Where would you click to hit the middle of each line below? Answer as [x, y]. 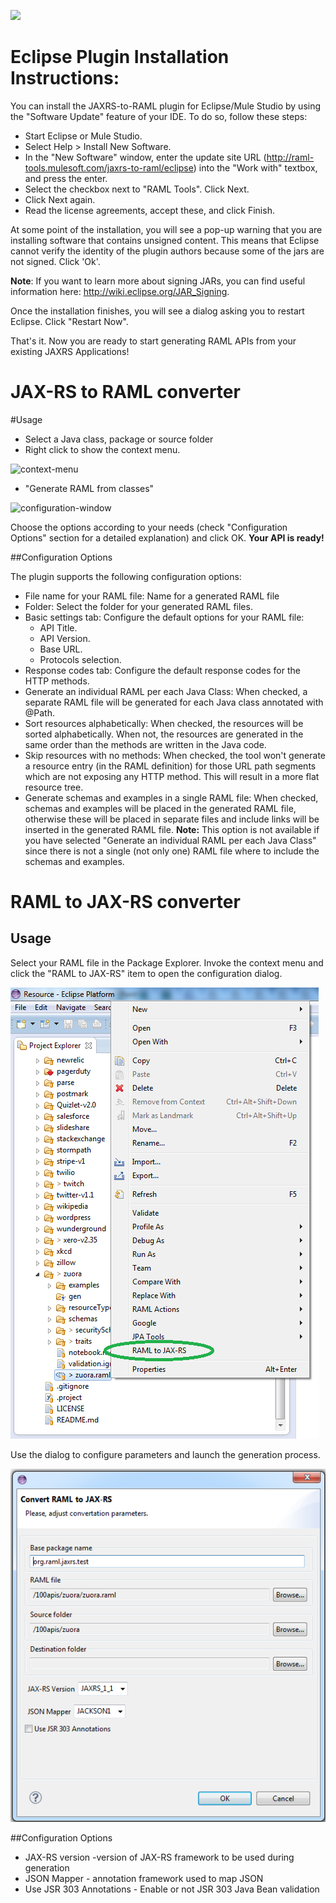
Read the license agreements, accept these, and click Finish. [149, 210]
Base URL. [61, 649]
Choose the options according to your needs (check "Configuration [149, 527]
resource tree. [54, 787]
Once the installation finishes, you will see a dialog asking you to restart [157, 311]
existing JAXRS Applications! [70, 351]
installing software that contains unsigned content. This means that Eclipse [165, 240]
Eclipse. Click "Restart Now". [69, 321]
